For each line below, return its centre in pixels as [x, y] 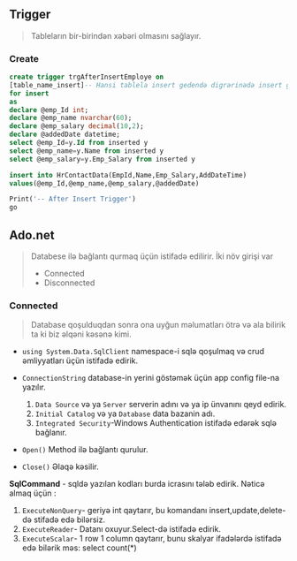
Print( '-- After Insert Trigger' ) [73, 199]
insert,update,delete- [247, 511]
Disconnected [69, 283]
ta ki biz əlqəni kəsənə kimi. [81, 334]
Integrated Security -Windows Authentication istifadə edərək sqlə [156, 423]
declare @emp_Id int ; [49, 110]
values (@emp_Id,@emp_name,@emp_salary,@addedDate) [104, 183]
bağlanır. [51, 433]
